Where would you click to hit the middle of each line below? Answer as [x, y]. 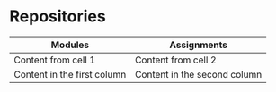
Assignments [198, 45]
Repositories [58, 17]
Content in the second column [198, 74]
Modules [70, 45]
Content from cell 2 [176, 60]
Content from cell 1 [55, 60]
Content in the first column [70, 74]
